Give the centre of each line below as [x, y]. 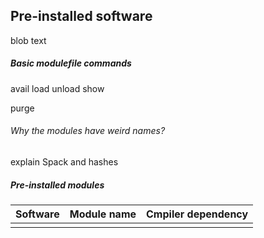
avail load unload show [57, 88]
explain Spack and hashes [64, 161]
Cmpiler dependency [197, 214]
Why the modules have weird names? [88, 131]
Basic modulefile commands [71, 63]
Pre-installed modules [57, 185]
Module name [103, 214]
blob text [28, 40]
